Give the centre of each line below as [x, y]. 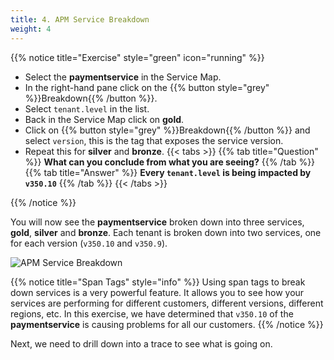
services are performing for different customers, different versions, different [167, 303]
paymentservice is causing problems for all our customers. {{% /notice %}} [167, 324]
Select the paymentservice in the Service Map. [123, 77]
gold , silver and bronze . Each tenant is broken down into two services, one [166, 232]
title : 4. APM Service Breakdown [80, 19]
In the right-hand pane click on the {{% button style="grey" [147, 87]
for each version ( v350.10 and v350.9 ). [89, 243]
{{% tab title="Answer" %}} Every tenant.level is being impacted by [168, 172]
